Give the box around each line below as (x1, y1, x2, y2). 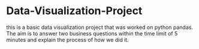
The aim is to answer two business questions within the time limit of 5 (6, 30, 178, 37)
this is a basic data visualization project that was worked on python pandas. (6, 24, 194, 31)
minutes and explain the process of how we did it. (6, 36, 129, 43)
